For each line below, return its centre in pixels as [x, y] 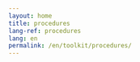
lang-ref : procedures [45, 31]
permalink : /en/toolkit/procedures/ [70, 46]
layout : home [30, 16]
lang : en [23, 38]
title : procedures [39, 23]
